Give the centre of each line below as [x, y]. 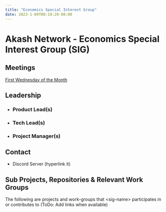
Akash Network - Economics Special [82, 39]
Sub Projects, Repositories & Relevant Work [74, 179]
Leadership [23, 95]
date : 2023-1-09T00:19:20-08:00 [39, 14]
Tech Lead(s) [29, 123]
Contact [18, 152]
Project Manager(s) [36, 136]
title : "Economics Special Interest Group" [51, 10]
